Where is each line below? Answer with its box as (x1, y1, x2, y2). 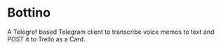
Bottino (7, 5, 51, 21)
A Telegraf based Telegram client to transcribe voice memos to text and (7, 28, 215, 36)
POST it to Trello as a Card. (7, 35, 86, 43)
